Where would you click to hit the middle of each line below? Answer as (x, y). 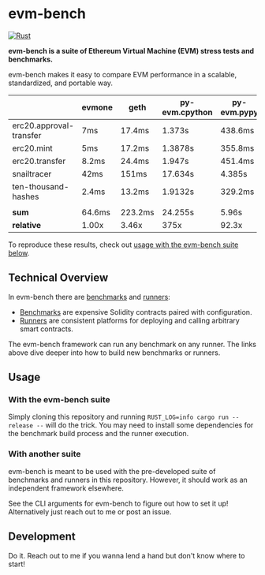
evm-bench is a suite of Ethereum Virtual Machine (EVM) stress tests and (131, 50)
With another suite (45, 454)
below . (19, 252)
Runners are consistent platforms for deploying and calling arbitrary (130, 320)
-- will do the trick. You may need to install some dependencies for (145, 425)
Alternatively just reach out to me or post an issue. (90, 512)
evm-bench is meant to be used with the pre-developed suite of (112, 471)
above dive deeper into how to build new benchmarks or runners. (114, 353)
